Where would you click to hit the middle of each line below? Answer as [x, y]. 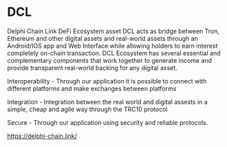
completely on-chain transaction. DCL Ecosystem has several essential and [114, 53]
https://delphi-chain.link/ [42, 136]
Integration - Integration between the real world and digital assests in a [107, 101]
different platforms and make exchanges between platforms [92, 88]
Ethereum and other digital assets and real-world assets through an [102, 38]
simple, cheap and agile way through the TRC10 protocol [87, 109]
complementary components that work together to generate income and [109, 60]
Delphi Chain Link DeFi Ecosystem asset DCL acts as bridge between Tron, [113, 31]
